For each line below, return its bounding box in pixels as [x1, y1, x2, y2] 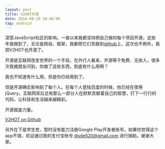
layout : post [5, 7, 32, 12]
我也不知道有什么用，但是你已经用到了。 [5, 74, 87, 80]
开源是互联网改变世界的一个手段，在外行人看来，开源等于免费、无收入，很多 [5, 57, 160, 64]
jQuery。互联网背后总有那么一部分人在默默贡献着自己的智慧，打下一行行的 [5, 90, 156, 96]
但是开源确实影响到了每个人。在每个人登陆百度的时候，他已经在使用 [5, 84, 143, 90]
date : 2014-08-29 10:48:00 [5, 16, 60, 21]
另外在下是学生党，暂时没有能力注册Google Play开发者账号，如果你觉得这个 [5, 127, 159, 132]
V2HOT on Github [5, 117, 41, 123]
